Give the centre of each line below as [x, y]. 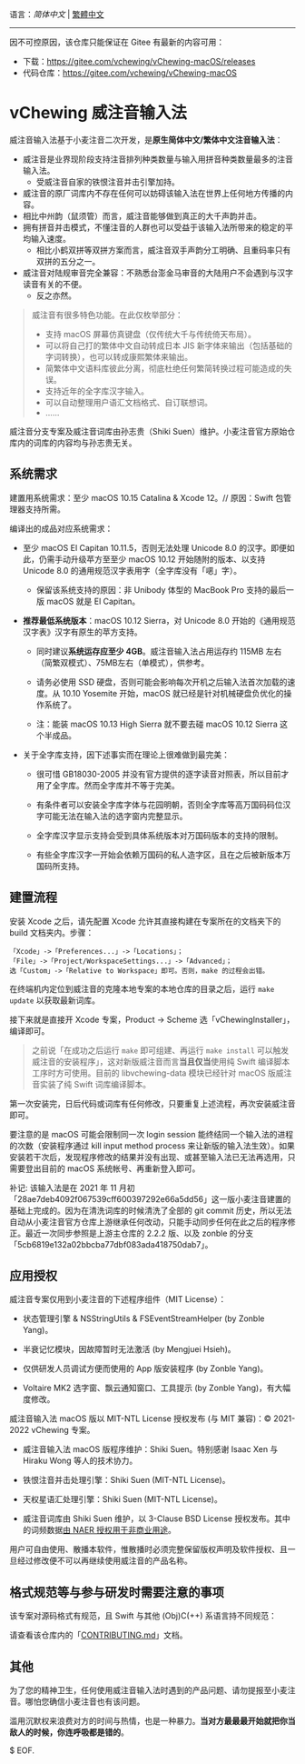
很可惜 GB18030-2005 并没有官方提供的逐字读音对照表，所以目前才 [162, 774]
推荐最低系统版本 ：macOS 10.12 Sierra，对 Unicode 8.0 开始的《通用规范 [159, 620]
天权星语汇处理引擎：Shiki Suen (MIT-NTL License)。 [122, 1499]
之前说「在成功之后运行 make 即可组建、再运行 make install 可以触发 [160, 1050]
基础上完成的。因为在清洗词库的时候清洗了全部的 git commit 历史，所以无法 [151, 1210]
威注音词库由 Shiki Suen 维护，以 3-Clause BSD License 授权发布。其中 [156, 1518]
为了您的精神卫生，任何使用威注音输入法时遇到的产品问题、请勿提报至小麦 [148, 1690]
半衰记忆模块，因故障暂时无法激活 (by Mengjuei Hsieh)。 [129, 1349]
